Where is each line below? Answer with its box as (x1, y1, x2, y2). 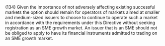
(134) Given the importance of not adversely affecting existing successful (5, 4, 156, 10)
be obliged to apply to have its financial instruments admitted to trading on (5, 30, 158, 36)
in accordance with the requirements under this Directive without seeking (5, 20, 156, 25)
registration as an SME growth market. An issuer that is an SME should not (5, 25, 158, 31)
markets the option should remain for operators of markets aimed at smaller (5, 9, 160, 15)
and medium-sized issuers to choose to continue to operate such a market (5, 15, 158, 20)
